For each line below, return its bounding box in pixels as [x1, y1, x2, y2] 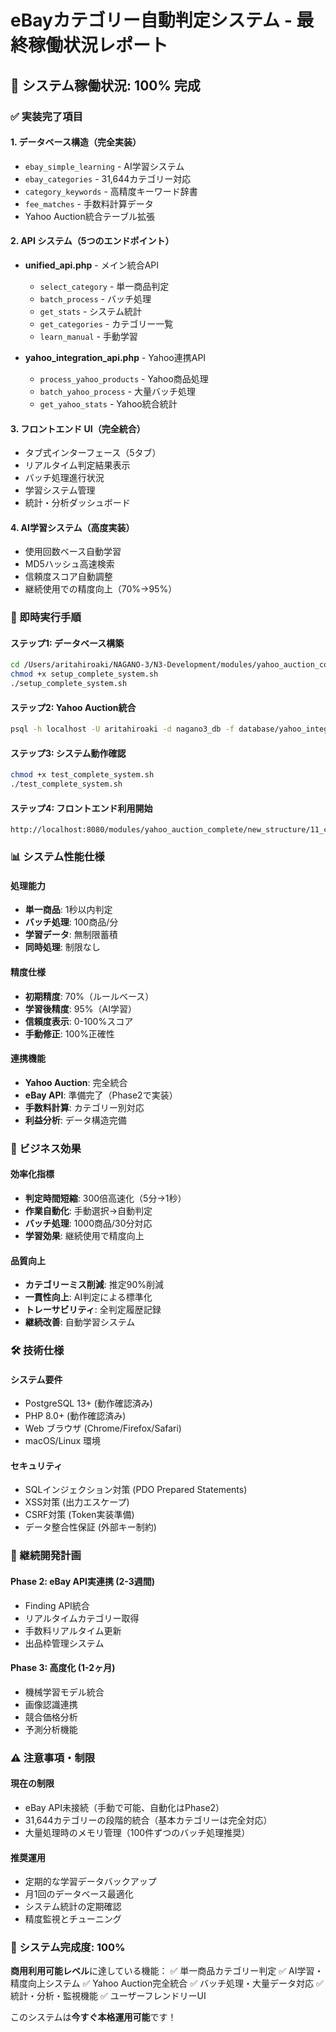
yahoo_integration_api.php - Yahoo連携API [24, 351, 207, 363]
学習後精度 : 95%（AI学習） [24, 1002, 137, 1015]
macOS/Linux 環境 [24, 1435, 102, 1447]
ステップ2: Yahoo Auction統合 [10, 701, 137, 713]
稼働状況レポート [28, 34, 169, 57]
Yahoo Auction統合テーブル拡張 [24, 210, 155, 222]
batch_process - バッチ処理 [39, 292, 152, 305]
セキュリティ [10, 1459, 63, 1471]
